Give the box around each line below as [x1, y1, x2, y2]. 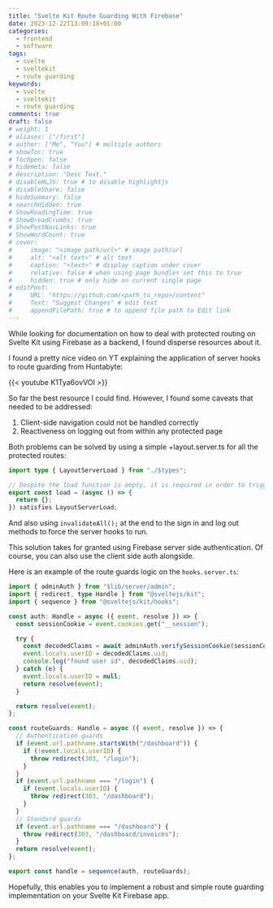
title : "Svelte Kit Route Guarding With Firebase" [8, 11, 184, 20]
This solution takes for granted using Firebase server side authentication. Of [8, 543, 264, 552]
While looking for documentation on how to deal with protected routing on [8, 328, 256, 338]
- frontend [15, 34, 53, 43]
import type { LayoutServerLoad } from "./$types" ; [8, 466, 187, 474]
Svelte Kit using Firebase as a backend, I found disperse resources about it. [8, 337, 262, 347]
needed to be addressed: [8, 401, 93, 411]
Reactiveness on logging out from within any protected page [19, 426, 223, 435]
